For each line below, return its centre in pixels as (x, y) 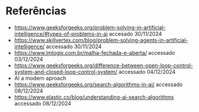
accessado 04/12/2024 (147, 71)
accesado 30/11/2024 (135, 33)
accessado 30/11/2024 (74, 46)
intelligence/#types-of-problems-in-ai (61, 33)
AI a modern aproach (40, 78)
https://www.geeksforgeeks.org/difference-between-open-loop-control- (103, 65)
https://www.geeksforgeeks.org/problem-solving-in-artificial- (90, 27)
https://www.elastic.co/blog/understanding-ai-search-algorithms (94, 97)
